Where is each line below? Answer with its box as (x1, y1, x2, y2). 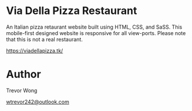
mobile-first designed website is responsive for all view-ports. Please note (6, 29, 186, 36)
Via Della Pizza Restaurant (6, 4, 137, 18)
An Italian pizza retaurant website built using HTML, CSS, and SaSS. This (6, 23, 183, 30)
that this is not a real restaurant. (6, 36, 83, 43)
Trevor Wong (6, 86, 38, 94)
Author (6, 68, 41, 81)
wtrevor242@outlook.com (6, 98, 69, 105)
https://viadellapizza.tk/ (6, 47, 63, 54)
